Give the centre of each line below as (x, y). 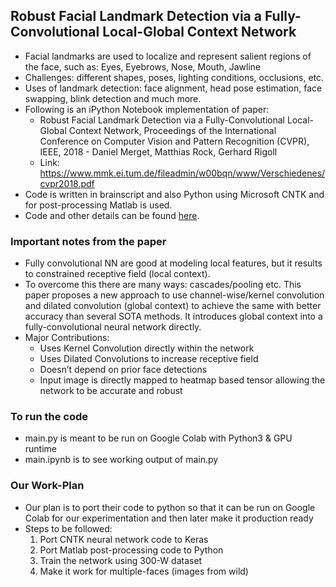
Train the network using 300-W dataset (121, 560)
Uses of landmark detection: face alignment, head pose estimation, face (173, 88)
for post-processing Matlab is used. (98, 205)
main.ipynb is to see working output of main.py (121, 460)
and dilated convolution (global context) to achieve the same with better (173, 306)
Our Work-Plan (47, 486)
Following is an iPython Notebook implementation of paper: (147, 109)
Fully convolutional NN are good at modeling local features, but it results (173, 263)
